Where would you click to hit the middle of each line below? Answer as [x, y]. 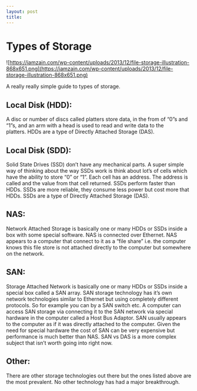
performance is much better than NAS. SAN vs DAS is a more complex [91, 336]
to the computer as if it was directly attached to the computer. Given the [93, 324]
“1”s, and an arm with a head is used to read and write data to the [85, 126]
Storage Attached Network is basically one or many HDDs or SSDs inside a [97, 286]
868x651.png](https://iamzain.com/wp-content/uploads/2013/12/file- [90, 69]
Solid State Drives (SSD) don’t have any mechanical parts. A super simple [95, 165]
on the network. [25, 254]
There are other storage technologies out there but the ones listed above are [99, 376]
